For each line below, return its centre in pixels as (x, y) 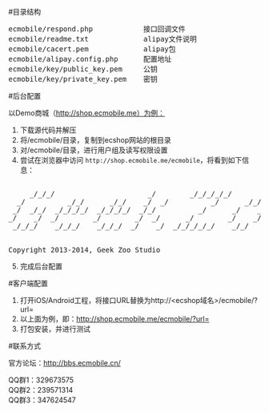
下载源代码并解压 (48, 130)
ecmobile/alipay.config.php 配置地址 (90, 59)
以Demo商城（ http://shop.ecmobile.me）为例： (87, 113)
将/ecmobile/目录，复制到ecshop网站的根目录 (96, 140)
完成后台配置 (41, 266)
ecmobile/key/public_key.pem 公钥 (83, 69)
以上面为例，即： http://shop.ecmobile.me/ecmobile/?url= (114, 319)
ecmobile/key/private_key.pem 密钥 (83, 79)
